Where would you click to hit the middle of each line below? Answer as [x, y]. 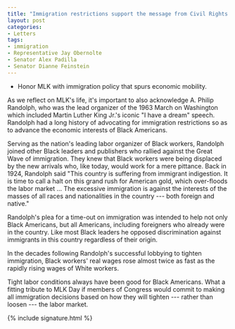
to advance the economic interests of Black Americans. [87, 130]
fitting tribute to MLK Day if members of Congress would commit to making [116, 289]
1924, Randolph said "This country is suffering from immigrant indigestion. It [118, 173]
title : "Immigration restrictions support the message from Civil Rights [118, 14]
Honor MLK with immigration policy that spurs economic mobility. [112, 86]
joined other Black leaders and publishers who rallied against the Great [110, 151]
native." [18, 203]
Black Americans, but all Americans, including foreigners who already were [116, 224]
